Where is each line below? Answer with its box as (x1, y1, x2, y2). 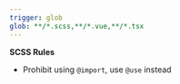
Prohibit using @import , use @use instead (22, 64, 172, 75)
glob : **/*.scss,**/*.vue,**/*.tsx (9, 22, 145, 31)
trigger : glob (9, 13, 64, 23)
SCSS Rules (9, 46, 55, 57)
